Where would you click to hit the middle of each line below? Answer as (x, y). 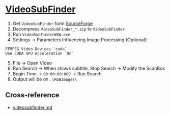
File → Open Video (32, 63)
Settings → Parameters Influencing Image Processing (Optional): (80, 40)
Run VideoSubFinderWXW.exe (41, 34)
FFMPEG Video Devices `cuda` (36, 49)
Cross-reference (32, 95)
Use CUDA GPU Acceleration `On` (39, 53)
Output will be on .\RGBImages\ (45, 79)
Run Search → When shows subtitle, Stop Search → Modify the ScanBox (89, 68)
